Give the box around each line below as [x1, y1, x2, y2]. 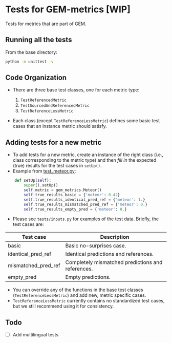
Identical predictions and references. [65, 251, 154, 258]
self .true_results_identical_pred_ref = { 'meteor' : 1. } [24, 197, 145, 202]
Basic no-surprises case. [65, 242, 126, 250]
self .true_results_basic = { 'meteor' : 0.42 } [24, 192, 120, 197]
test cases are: [12, 221, 45, 227]
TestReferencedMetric [20, 98, 67, 103]
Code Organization [5, 73, 67, 82]
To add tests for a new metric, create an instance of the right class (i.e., [12, 151, 164, 158]
